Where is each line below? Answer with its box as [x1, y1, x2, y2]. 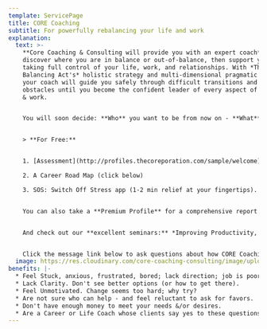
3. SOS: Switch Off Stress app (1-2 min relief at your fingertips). [22, 186, 258, 194]
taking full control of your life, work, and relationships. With [22, 64, 247, 72]
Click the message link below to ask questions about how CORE [22, 250, 237, 258]
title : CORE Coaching [8, 19, 80, 27]
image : [15, 257, 37, 265]
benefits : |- [8, 264, 52, 273]
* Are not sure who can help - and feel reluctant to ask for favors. [15, 294, 254, 303]
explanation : [8, 33, 52, 42]
